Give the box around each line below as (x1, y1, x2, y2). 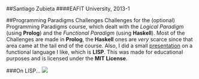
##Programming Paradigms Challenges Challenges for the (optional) (6, 17, 176, 23)
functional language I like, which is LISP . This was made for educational (6, 48, 183, 56)
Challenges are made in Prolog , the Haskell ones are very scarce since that (6, 36, 193, 42)
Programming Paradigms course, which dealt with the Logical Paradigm (6, 23, 184, 30)
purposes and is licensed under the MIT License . (6, 55, 128, 62)
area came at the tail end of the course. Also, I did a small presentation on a (6, 42, 193, 49)
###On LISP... (6, 67, 41, 74)
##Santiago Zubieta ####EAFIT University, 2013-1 (6, 5, 130, 12)
